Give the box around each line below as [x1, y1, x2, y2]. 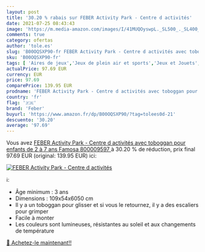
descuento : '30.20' [6, 117, 56, 123]
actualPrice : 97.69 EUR [6, 65, 67, 72]
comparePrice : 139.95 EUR [6, 83, 72, 89]
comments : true [6, 32, 45, 38]
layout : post [6, 9, 40, 15]
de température [15, 227, 55, 235]
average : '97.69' [6, 123, 51, 129]
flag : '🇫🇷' [6, 99, 37, 106]
